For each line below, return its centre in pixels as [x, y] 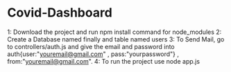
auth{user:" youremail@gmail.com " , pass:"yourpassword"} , [93, 54]
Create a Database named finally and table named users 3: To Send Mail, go [116, 39]
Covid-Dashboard [60, 13]
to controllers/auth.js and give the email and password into [91, 46]
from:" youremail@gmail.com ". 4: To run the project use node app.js [103, 61]
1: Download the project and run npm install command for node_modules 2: [114, 32]
